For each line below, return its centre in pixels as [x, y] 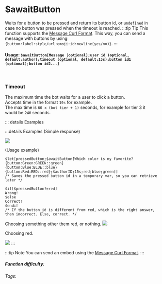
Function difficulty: [25, 264]
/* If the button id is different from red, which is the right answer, [80, 210]
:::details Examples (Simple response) [43, 132]
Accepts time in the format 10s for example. [49, 102]
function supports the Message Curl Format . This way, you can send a [75, 33]
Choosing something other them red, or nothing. [53, 224]
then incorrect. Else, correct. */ [41, 214]
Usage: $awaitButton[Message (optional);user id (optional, [67, 54]
